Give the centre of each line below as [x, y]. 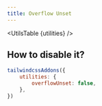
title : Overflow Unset [39, 13]
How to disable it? [46, 55]
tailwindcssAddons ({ [37, 71]
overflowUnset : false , [64, 83]
